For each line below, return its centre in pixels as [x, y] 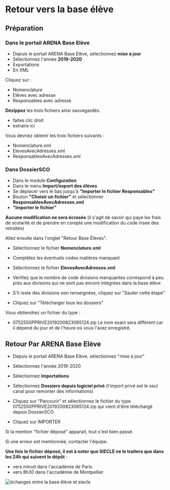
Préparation [24, 28]
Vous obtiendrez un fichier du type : [43, 313]
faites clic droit [28, 120]
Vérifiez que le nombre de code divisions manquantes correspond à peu [88, 278]
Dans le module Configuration [45, 181]
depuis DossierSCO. [33, 412]
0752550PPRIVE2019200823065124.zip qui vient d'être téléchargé [82, 406]
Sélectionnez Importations [41, 376]
